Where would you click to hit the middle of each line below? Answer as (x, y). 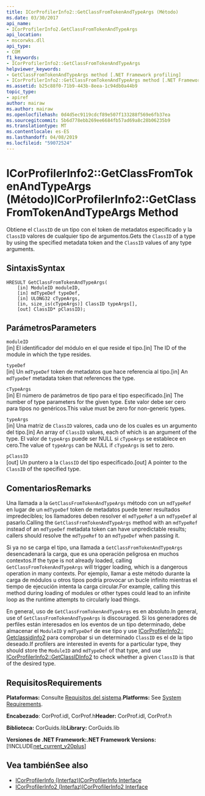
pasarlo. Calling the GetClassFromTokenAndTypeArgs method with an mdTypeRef (102, 523)
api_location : (24, 35)
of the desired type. (31, 664)
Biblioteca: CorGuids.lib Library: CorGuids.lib (63, 727)
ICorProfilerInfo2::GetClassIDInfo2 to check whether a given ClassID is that (101, 657)
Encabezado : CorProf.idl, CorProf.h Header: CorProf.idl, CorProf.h (89, 716)
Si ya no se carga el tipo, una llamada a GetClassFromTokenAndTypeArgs (95, 548)
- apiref (17, 97)
